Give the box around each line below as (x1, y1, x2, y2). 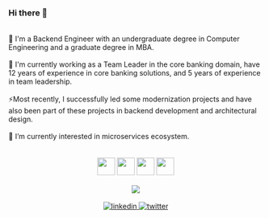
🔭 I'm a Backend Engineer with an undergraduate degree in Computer (8, 34, 240, 43)
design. (8, 114, 34, 124)
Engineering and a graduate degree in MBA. (8, 43, 154, 52)
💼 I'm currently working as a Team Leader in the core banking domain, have (8, 60, 260, 69)
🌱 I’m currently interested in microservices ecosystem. (8, 132, 190, 142)
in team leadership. (8, 76, 73, 87)
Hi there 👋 (8, 7, 48, 19)
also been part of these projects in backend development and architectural (8, 106, 257, 116)
